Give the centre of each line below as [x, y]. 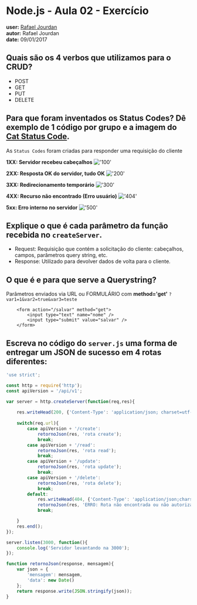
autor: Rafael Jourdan [33, 33]
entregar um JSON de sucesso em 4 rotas [84, 352]
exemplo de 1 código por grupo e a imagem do [91, 127]
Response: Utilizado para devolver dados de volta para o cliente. [93, 261]
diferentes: [27, 361]
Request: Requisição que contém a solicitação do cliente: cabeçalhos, [99, 249]
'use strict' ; [23, 375]
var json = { [33, 569]
